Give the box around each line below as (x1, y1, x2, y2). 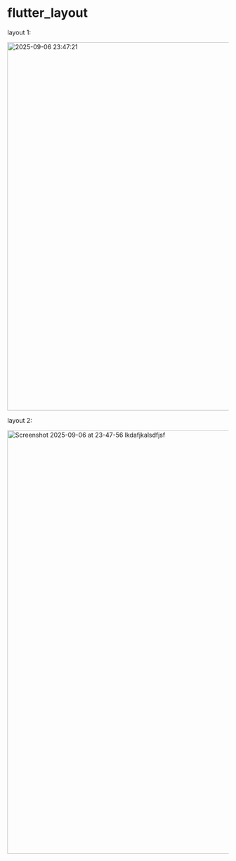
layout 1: (7, 28, 32, 37)
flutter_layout (7, 5, 88, 21)
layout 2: (7, 416, 33, 424)
